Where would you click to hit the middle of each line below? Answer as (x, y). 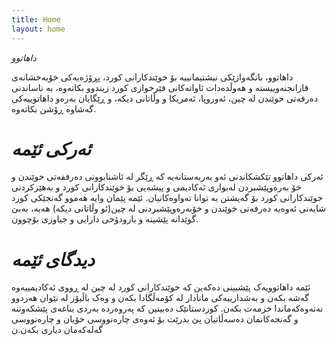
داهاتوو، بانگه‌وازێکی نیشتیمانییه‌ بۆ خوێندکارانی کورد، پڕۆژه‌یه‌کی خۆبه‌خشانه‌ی (152, 77)
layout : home (38, 29)
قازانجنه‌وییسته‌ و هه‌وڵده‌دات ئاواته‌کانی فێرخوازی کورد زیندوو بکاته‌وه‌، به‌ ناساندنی (160, 87)
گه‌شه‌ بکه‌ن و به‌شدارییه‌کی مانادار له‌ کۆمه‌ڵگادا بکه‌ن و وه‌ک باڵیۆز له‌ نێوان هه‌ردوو (160, 298)
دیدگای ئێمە (53, 259)
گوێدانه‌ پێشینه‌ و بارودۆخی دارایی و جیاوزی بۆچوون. (105, 219)
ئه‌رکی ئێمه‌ (51, 148)
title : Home (36, 19)
